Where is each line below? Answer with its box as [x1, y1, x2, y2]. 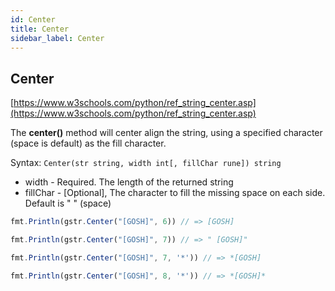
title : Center [10, 24, 70, 34]
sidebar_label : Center [10, 33, 105, 43]
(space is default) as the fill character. [10, 137, 167, 150]
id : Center [10, 14, 56, 25]
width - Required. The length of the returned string [24, 176, 234, 188]
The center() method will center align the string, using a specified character [10, 127, 323, 139]
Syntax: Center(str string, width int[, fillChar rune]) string [10, 157, 282, 169]
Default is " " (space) [24, 197, 112, 210]
